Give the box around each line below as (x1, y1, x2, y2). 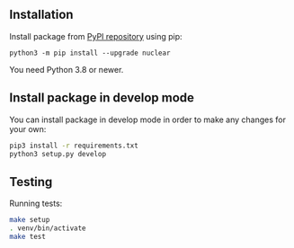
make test (9, 232, 47, 241)
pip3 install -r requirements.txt (9, 141, 139, 150)
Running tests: (9, 198, 63, 209)
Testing (9, 174, 53, 190)
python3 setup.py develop (9, 149, 106, 158)
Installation (9, 7, 74, 22)
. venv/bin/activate (9, 224, 87, 233)
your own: (9, 123, 47, 134)
